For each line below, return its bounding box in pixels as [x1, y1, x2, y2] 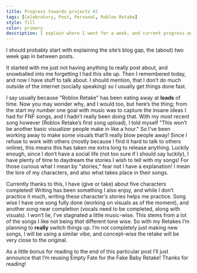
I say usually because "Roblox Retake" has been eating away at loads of [6, 95, 181, 102]
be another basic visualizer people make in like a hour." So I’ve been [6, 126, 171, 133]
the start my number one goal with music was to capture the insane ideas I [6, 107, 186, 114]
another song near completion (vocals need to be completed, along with [6, 205, 181, 213]
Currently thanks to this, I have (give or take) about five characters [6, 180, 167, 188]
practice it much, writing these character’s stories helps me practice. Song [6, 193, 186, 200]
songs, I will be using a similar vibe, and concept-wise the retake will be [6, 230, 180, 238]
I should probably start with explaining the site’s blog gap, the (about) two [6, 46, 184, 53]
